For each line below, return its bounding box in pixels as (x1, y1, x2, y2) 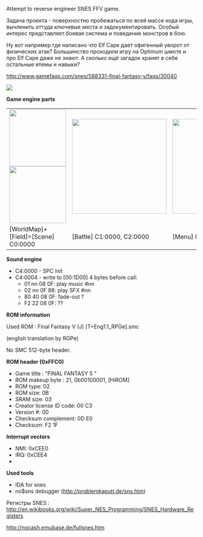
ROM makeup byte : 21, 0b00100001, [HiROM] (14, 377, 130, 383)
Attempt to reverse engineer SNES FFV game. (6, 5, 120, 12)
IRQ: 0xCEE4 (14, 451, 47, 458)
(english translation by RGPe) (6, 335, 79, 341)
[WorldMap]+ (9, 225, 48, 233)
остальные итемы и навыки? (6, 61, 80, 68)
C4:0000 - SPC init (14, 268, 63, 274)
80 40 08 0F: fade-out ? (24, 293, 85, 300)
